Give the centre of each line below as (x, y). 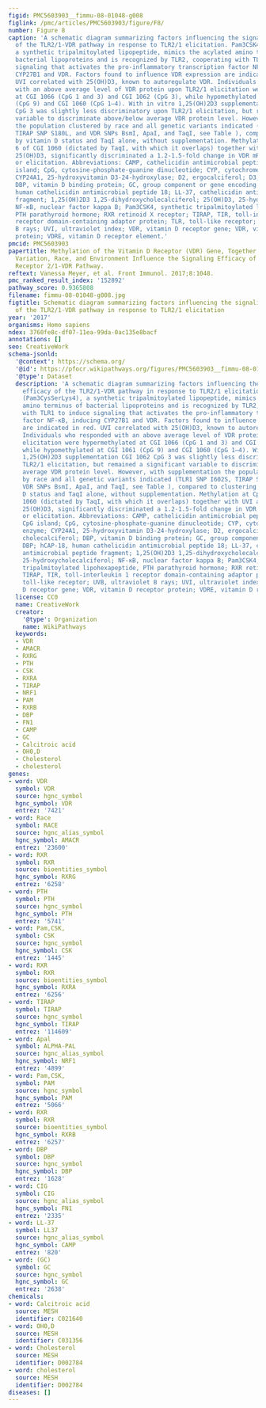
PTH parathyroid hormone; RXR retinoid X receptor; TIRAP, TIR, (123, 215)
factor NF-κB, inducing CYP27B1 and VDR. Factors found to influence (140, 420)
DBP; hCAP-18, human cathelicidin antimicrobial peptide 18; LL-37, (138, 546)
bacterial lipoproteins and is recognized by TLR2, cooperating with (132, 60)
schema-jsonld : (33, 354)
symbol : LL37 (37, 1231)
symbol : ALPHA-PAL (46, 1046)
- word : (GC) (30, 1260)
